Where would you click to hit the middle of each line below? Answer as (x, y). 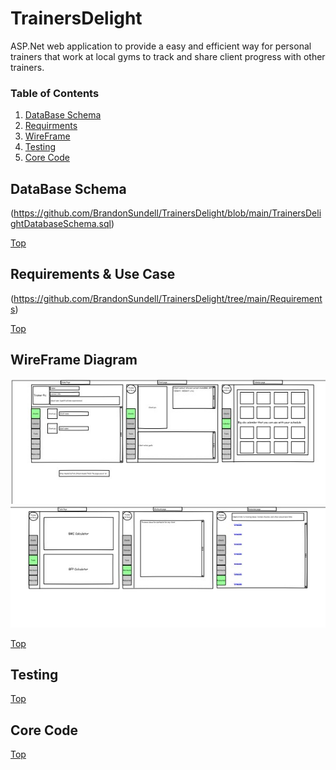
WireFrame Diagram (74, 360)
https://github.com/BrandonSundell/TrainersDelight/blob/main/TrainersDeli (167, 213)
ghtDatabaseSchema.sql (61, 224)
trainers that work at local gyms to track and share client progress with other (168, 56)
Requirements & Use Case (93, 274)
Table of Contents (55, 93)
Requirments (51, 126)
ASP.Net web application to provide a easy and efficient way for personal (161, 46)
